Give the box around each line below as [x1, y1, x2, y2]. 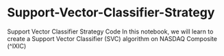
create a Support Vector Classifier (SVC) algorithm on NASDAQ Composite [7, 34, 218, 42]
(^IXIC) [7, 42, 27, 50]
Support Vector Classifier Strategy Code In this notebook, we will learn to [7, 27, 214, 36]
